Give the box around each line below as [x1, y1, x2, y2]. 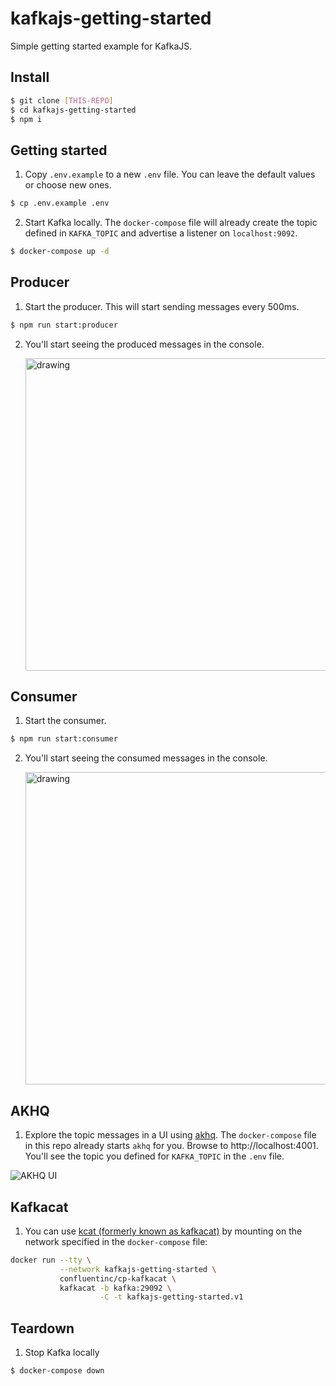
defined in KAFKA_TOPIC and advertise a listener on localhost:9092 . [24, 227, 298, 239]
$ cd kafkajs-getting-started [10, 105, 137, 115]
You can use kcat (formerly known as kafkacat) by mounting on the [24, 1225, 303, 1237]
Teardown [10, 1320, 75, 1337]
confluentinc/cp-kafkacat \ [59, 1273, 177, 1284]
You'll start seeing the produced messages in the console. [24, 338, 265, 350]
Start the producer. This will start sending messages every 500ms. [24, 300, 300, 312]
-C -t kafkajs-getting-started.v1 [99, 1292, 244, 1302]
